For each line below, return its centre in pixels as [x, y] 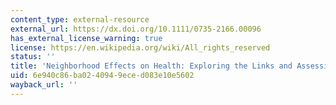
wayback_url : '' [44, 85]
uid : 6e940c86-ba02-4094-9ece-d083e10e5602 [102, 76]
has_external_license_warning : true [86, 38]
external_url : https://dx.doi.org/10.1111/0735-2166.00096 [136, 29]
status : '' [33, 57]
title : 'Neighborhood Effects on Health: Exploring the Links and [151, 66]
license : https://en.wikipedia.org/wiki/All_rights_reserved [140, 47]
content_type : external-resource [80, 19]
